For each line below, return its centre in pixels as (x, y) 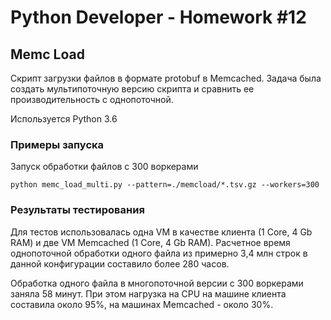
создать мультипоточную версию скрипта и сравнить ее (132, 89)
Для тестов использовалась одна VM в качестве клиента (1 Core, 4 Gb (161, 232)
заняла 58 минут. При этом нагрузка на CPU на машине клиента (148, 293)
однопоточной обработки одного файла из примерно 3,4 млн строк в (159, 253)
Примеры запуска (57, 144)
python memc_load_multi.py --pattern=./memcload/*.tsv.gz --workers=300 (165, 185)
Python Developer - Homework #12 (158, 17)
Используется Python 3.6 (64, 119)
